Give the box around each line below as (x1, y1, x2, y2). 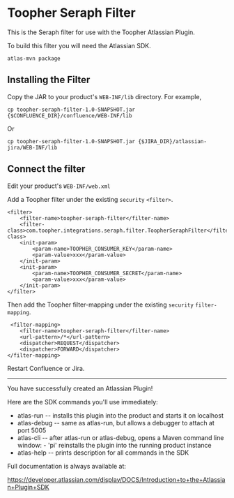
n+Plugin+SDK (7, 483, 50, 491)
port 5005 (17, 426, 47, 434)
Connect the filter (7, 163, 86, 175)
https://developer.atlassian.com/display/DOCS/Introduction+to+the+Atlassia (7, 475, 226, 483)
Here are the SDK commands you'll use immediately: (7, 397, 158, 406)
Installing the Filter (7, 74, 91, 86)
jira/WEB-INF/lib (7, 144, 58, 151)
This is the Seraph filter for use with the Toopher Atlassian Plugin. (7, 28, 195, 36)
